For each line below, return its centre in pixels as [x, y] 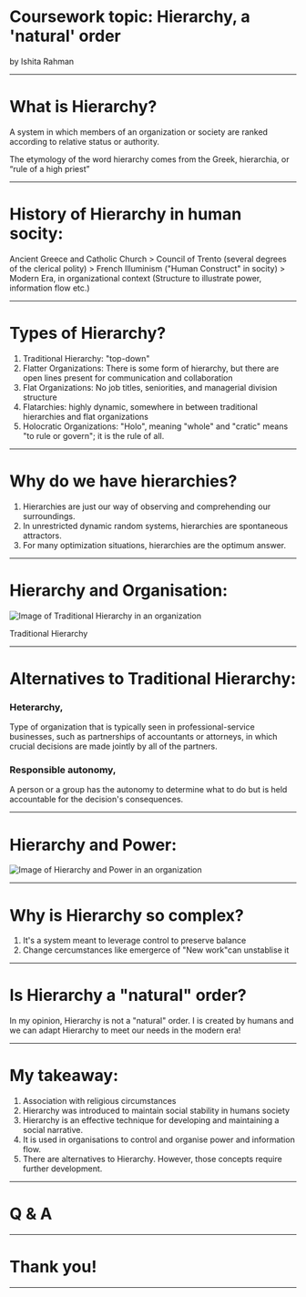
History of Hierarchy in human [126, 214]
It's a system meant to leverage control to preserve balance [134, 941]
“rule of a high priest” [50, 169]
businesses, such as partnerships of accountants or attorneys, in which [143, 737]
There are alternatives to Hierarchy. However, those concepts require [152, 1159]
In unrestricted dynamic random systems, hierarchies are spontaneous [155, 526]
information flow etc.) [50, 288]
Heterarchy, [36, 707]
